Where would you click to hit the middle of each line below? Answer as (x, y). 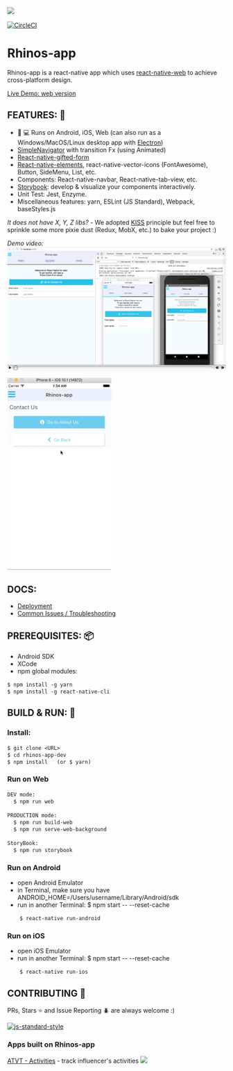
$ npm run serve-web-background (60, 829)
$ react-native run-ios (54, 972)
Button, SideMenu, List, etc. (57, 172)
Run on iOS (26, 936)
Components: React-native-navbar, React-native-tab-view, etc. (107, 179)
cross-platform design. (40, 80)
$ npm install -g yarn (40, 685)
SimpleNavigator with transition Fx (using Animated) (92, 149)
